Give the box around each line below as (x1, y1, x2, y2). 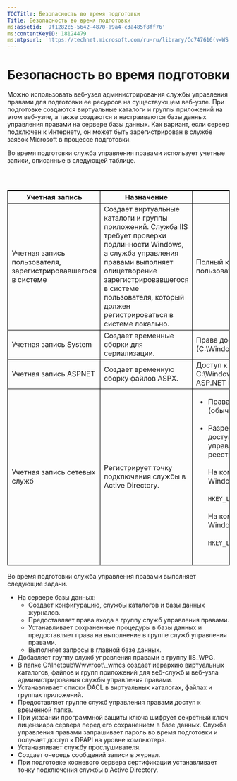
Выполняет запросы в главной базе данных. (28, 646, 162, 654)
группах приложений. (17, 691, 83, 699)
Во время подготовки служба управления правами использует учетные (7, 149, 226, 157)
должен (104, 301, 130, 311)
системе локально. (104, 319, 170, 328)
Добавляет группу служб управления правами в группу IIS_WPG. (17, 653, 216, 662)
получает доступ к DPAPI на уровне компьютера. (17, 736, 167, 744)
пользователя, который (104, 293, 185, 302)
